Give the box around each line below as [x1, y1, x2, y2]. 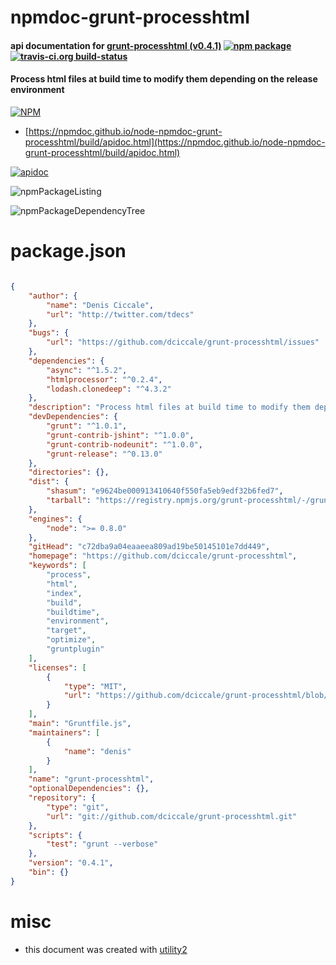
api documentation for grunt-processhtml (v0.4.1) [10, 39, 222, 51]
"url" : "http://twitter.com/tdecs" [46, 309, 195, 320]
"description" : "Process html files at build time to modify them [28, 402, 311, 413]
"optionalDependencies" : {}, [28, 784, 150, 794]
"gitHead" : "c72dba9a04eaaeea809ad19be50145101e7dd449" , [28, 542, 271, 552]
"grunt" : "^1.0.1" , [46, 421, 128, 431]
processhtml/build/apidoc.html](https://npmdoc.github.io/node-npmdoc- [24, 136, 326, 148]
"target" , [46, 626, 87, 636]
